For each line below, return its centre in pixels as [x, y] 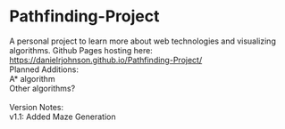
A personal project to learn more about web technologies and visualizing [143, 41]
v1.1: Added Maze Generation [63, 117]
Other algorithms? [42, 88]
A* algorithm [32, 78]
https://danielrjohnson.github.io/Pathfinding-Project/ [106, 60]
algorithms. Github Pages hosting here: [81, 50]
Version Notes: [37, 107]
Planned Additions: [44, 69]
